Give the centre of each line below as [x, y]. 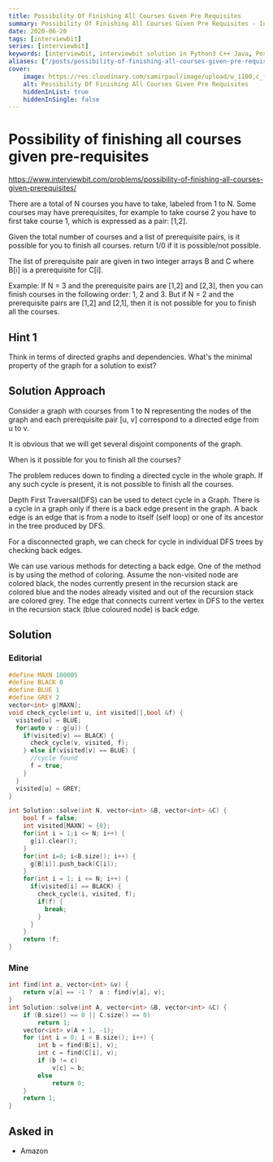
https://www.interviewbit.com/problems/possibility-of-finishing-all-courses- [136, 179]
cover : [19, 69]
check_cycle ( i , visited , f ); [87, 894]
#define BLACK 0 [36, 682]
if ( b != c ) [58, 1061]
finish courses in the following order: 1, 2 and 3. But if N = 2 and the [121, 295]
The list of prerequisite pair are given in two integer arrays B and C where [131, 261]
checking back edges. [45, 550]
